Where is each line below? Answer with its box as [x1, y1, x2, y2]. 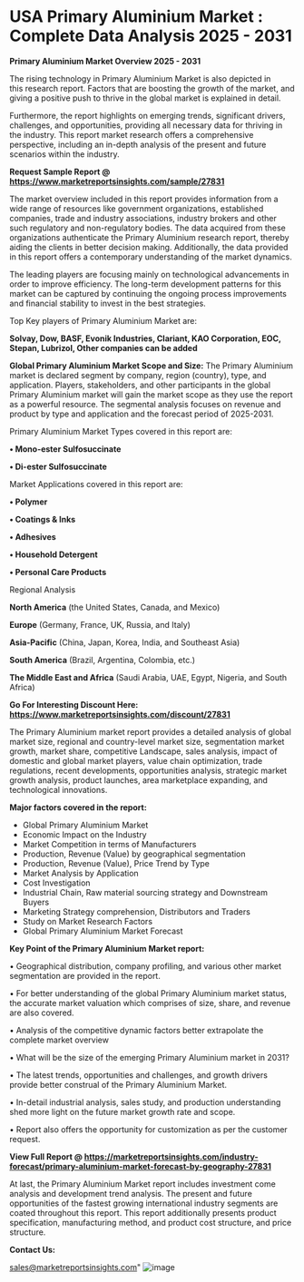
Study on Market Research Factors [22, 915, 152, 926]
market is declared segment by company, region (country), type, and [9, 369, 267, 380]
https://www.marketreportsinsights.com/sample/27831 [9, 175, 225, 187]
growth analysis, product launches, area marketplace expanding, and [9, 774, 268, 786]
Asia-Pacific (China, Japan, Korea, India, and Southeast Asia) [9, 637, 240, 648]
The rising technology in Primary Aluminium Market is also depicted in [9, 73, 271, 83]
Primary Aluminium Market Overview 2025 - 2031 [9, 55, 201, 66]
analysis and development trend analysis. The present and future [9, 1188, 252, 1199]
